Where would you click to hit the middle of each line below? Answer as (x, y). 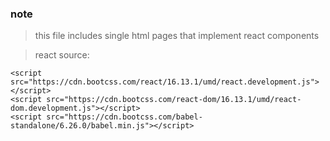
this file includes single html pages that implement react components (177, 36)
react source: (62, 55)
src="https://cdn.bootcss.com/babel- (124, 117)
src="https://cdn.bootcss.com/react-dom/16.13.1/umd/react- (174, 100)
